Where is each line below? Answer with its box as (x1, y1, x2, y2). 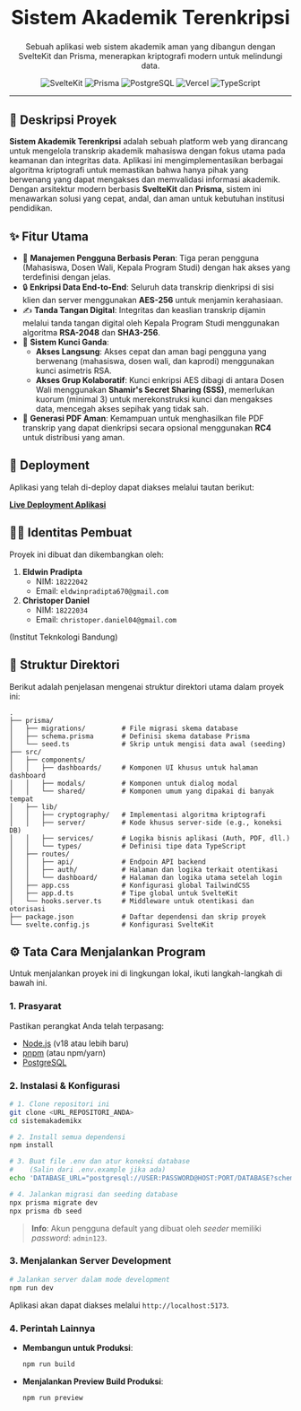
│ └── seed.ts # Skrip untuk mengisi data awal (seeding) (9, 739, 287, 748)
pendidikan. (9, 203, 53, 213)
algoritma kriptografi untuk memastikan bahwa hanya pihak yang (9, 165, 249, 176)
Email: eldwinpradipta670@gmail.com (35, 585, 169, 596)
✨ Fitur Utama (9, 229, 90, 244)
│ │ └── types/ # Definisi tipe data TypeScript (9, 841, 246, 850)
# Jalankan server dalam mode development (9, 1275, 170, 1284)
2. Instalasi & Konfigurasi (9, 1079, 121, 1092)
